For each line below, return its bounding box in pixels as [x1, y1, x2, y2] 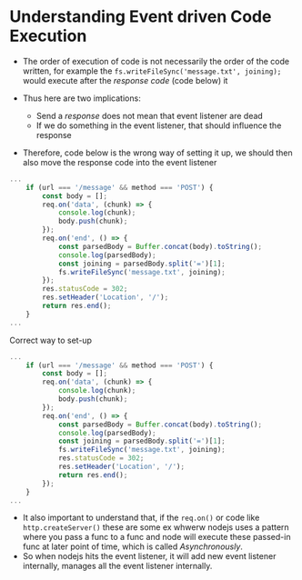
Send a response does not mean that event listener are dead [35, 110, 264, 121]
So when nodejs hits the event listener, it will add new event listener [22, 551, 277, 562]
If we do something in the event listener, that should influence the [35, 120, 282, 131]
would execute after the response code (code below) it [22, 75, 228, 85]
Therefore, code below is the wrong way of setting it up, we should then [22, 147, 293, 158]
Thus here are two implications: [22, 93, 141, 104]
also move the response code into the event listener [22, 156, 217, 167]
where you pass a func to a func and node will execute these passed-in [22, 532, 291, 543]
